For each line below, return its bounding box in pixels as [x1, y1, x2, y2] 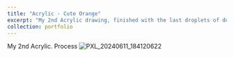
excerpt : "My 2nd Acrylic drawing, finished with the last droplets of [7, 17, 219, 24]
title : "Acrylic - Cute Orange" [7, 10, 101, 17]
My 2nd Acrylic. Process [7, 42, 78, 51]
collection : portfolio [7, 23, 73, 30]
